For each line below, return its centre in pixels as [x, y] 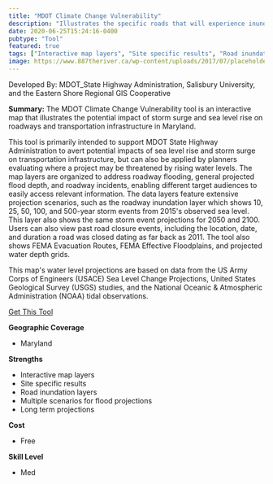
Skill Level [26, 456]
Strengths [26, 359]
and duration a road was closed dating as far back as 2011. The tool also [129, 237]
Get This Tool [31, 312]
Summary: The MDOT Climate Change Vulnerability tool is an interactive [130, 109]
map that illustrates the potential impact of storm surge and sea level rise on [136, 117]
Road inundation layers [58, 392]
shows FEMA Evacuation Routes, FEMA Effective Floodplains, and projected [135, 246]
